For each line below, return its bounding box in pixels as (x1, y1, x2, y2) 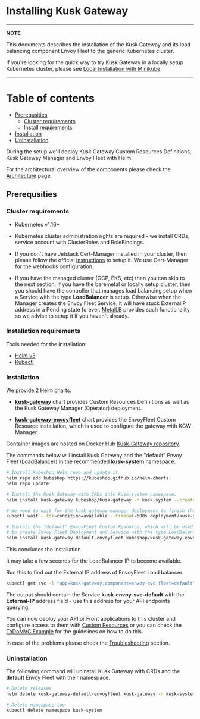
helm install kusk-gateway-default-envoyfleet (6, 535, 124, 541)
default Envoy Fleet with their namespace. (6, 674, 110, 682)
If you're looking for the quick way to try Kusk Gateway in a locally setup (6, 58, 183, 66)
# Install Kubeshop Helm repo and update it (6, 470, 118, 476)
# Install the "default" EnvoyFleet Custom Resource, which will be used (6, 524, 193, 530)
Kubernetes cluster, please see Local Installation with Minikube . (6, 65, 162, 72)
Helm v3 (14, 352, 36, 359)
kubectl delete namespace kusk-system (6, 707, 102, 713)
